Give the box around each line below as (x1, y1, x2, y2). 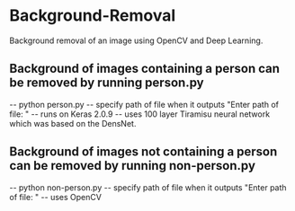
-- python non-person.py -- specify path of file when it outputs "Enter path (9, 181, 287, 193)
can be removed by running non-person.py (9, 158, 256, 173)
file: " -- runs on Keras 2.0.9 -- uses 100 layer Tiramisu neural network (9, 109, 271, 119)
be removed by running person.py (9, 75, 204, 91)
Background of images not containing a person (9, 145, 278, 160)
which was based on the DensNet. (9, 118, 137, 128)
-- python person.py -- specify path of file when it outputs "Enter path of (9, 99, 279, 110)
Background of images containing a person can (9, 61, 281, 76)
